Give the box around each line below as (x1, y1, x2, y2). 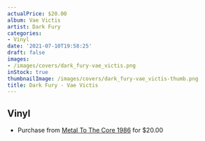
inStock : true (7, 68, 49, 75)
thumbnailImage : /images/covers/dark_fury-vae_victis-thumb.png (7, 75, 199, 82)
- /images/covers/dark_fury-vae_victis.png (7, 62, 136, 69)
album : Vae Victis (7, 17, 61, 24)
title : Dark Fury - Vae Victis (7, 82, 99, 89)
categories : (7, 29, 42, 37)
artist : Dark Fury (7, 23, 61, 30)
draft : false (7, 50, 45, 57)
